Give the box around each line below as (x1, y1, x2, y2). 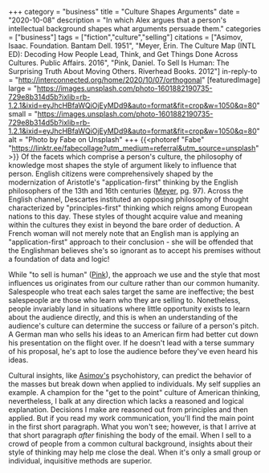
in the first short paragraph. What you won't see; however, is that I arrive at (8, 422, 257, 431)
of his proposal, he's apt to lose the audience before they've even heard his (8, 347, 259, 356)
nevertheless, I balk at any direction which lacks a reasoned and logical (8, 397, 244, 406)
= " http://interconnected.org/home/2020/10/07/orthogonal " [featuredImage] (8, 75, 261, 84)
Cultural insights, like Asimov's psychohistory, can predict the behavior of (8, 371, 252, 380)
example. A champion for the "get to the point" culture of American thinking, (8, 388, 261, 397)
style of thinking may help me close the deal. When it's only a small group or (8, 447, 261, 457)
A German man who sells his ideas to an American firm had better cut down (8, 329, 259, 339)
